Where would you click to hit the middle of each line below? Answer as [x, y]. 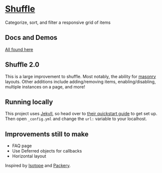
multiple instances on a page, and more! [45, 86]
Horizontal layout [29, 156]
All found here [19, 49]
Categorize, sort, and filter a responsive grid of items [58, 22]
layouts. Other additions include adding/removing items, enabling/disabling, [81, 82]
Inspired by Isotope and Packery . [38, 166]
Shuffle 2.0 [22, 65]
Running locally [29, 102]
